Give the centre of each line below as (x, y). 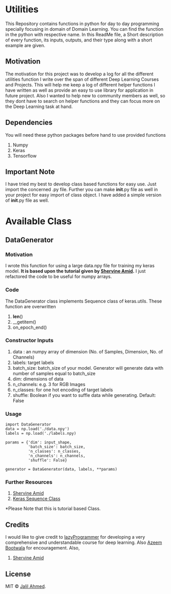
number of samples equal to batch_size (54, 373)
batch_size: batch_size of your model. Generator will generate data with (88, 368)
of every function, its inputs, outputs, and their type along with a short (79, 40)
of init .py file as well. (27, 200)
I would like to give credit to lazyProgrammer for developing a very (75, 537)
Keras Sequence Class (36, 499)
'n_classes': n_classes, (54, 452)
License (18, 574)
